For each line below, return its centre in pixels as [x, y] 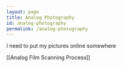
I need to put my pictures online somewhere [61, 46]
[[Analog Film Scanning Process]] [48, 57]
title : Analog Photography [40, 18]
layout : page [23, 12]
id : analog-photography [36, 23]
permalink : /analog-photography [47, 29]
